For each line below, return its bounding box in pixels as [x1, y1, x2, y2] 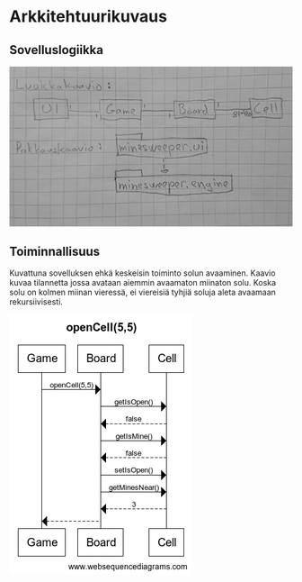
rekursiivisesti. [9, 296, 63, 307]
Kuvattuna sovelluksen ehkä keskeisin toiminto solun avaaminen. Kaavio [9, 268, 276, 278]
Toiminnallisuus [9, 243, 101, 259]
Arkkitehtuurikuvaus [9, 6, 168, 27]
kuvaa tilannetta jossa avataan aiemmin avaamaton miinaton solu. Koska [9, 277, 277, 288]
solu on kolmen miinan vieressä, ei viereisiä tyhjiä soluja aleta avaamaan [9, 286, 277, 298]
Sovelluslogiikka [9, 42, 103, 58]
